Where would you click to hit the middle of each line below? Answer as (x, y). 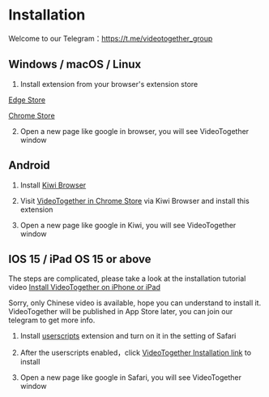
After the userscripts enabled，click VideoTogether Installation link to (136, 353)
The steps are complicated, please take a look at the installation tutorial (127, 278)
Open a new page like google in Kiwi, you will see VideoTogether (128, 225)
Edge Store (27, 100)
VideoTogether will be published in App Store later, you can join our (121, 312)
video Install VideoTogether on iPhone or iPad (84, 287)
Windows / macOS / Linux (75, 65)
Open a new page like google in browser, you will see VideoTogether (134, 131)
